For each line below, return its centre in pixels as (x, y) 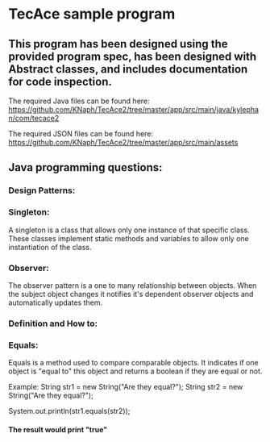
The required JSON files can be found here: (81, 133)
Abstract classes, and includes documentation (128, 69)
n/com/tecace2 (34, 118)
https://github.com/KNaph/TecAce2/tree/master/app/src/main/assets (123, 142)
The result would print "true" (58, 429)
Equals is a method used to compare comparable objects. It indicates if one (134, 363)
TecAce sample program (92, 14)
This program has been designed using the (118, 44)
